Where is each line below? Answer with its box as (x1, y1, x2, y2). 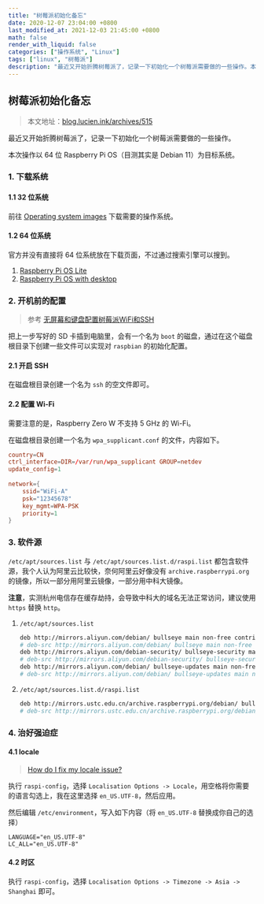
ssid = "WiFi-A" (22, 487, 68, 495)
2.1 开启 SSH (8, 360, 49, 370)
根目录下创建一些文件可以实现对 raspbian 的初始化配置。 (8, 341, 192, 351)
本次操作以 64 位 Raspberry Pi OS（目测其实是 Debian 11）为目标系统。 (8, 150, 240, 159)
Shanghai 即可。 (8, 886, 60, 895)
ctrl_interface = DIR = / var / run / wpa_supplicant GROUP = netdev (8, 458, 202, 466)
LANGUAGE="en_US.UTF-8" (8, 833, 86, 841)
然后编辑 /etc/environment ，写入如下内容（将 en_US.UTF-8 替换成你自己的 (8, 807, 247, 817)
